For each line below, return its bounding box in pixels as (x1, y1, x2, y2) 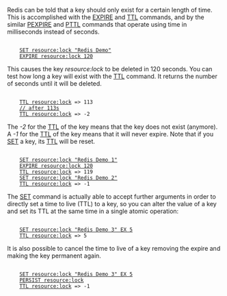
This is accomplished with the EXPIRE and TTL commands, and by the (7, 13, 204, 21)
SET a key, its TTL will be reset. (7, 137, 96, 145)
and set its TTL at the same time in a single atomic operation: (7, 207, 179, 215)
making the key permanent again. (7, 251, 101, 260)
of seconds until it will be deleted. (7, 79, 103, 88)
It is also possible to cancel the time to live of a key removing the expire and (7, 245, 221, 252)
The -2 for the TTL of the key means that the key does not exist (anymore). (7, 123, 218, 131)
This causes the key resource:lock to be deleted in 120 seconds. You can (7, 65, 213, 73)
